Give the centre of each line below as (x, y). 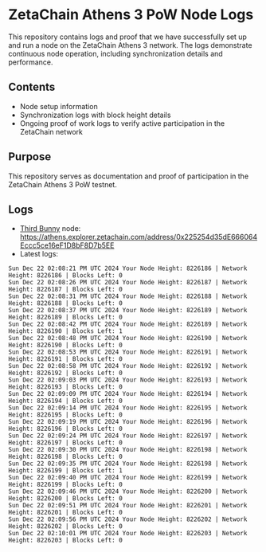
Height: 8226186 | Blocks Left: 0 (66, 276)
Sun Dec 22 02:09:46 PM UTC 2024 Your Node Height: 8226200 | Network (128, 491)
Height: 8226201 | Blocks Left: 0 (66, 513)
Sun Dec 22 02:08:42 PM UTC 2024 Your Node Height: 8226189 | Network (128, 324)
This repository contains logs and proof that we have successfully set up (127, 37)
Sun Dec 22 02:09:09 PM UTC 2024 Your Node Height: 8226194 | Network (128, 394)
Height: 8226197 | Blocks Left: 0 (66, 443)
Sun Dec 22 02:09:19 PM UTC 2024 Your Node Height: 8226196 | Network (128, 422)
